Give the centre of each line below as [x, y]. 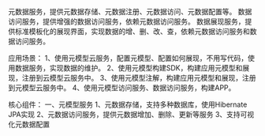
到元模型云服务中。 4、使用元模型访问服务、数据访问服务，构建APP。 [122, 88]
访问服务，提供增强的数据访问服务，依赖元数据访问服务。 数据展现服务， [127, 21]
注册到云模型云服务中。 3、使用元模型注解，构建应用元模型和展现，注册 [139, 78]
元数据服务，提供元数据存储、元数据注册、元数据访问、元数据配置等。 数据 [130, 11]
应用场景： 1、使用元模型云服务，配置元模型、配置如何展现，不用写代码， [128, 58]
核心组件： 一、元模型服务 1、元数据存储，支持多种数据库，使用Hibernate [128, 104]
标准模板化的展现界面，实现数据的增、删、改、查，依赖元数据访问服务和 [132, 31]
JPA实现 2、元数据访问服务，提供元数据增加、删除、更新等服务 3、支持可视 [131, 114]
